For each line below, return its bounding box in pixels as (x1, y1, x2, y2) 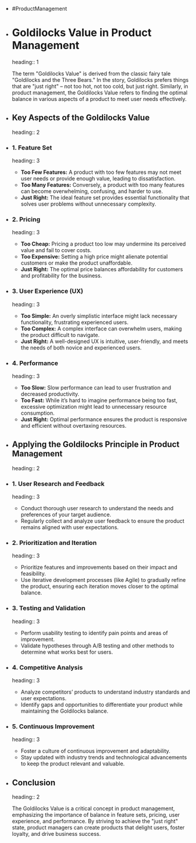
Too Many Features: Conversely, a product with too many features (20, 182, 185, 189)
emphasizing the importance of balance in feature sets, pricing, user (11, 811, 180, 819)
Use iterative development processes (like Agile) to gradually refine (20, 577, 186, 584)
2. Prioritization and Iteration (11, 538, 97, 547)
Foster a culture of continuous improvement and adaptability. (20, 747, 171, 755)
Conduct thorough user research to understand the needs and (20, 505, 174, 512)
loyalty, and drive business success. (11, 830, 101, 838)
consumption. (20, 409, 55, 416)
